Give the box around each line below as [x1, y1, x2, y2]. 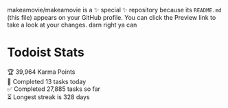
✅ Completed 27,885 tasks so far [7, 85, 101, 93]
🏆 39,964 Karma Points [7, 68, 76, 76]
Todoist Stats [7, 44, 84, 60]
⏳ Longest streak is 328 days [7, 92, 91, 101]
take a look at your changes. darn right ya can [7, 21, 137, 29]
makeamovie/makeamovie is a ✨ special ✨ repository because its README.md [7, 6, 222, 14]
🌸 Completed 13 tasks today [7, 77, 87, 85]
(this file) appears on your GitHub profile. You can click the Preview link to [7, 14, 216, 21]
